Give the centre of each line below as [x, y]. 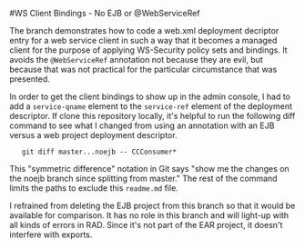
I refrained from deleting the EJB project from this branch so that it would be [152, 205]
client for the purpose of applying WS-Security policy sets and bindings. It [149, 50]
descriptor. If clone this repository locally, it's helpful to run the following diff [152, 116]
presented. [30, 79]
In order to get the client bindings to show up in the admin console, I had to [150, 96]
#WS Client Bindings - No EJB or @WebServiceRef [105, 13]
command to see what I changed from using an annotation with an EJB [142, 125]
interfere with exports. [51, 234]
